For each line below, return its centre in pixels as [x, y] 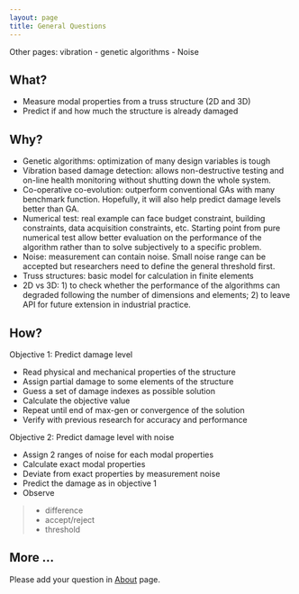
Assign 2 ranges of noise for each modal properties [118, 454]
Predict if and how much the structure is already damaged [130, 111]
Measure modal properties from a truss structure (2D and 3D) [136, 102]
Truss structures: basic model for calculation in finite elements [138, 276]
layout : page [34, 18]
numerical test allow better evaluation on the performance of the [142, 238]
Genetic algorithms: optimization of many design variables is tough [146, 161]
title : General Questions [58, 26]
